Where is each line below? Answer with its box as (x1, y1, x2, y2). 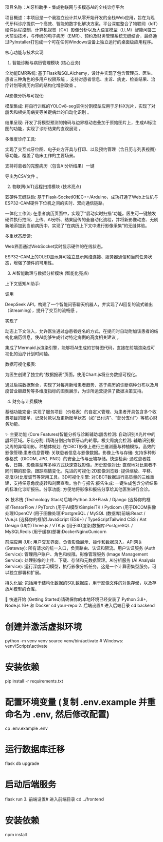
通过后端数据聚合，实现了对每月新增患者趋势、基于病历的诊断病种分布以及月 (5, 382, 159, 388)
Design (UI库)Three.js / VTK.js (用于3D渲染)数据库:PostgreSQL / (5, 523, 133, 528)
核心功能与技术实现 (5, 49, 44, 55)
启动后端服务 (5, 779, 57, 790)
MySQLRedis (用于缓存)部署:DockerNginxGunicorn (5, 529, 107, 534)
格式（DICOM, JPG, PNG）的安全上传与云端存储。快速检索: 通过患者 (9, 456, 147, 461)
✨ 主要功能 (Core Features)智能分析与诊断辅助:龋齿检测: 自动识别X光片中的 (5, 431, 156, 437)
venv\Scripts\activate (5, 643, 48, 649)
